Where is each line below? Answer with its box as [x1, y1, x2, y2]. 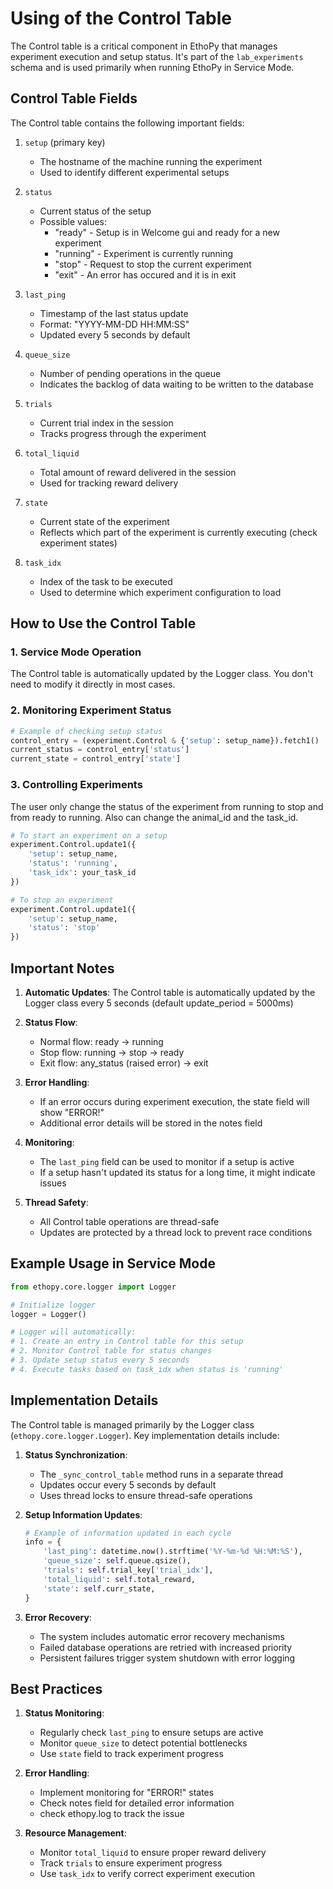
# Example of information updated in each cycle [24, 1528, 232, 1538]
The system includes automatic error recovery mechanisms [39, 1630, 285, 1642]
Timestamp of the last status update [39, 307, 189, 319]
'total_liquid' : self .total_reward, [43, 1574, 196, 1584]
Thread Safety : [24, 1196, 89, 1208]
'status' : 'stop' [28, 923, 101, 933]
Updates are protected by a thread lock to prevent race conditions [39, 1226, 313, 1238]
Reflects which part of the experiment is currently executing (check [39, 526, 318, 538]
